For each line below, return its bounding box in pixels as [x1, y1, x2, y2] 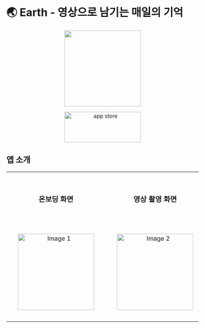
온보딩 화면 [38, 194, 74, 204]
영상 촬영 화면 [133, 194, 177, 204]
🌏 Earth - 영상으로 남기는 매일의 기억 [6, 5, 184, 20]
